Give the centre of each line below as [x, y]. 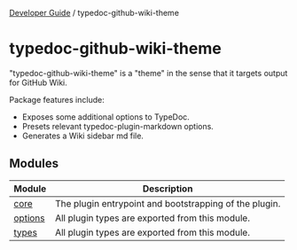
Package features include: [57, 99]
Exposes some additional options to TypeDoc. [106, 117]
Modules [34, 164]
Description [168, 188]
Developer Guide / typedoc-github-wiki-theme [94, 13]
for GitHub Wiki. [39, 82]
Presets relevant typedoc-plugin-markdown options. [118, 126]
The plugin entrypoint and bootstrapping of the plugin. [168, 203]
